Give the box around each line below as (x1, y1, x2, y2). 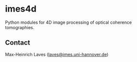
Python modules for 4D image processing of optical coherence (5, 19, 132, 25)
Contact (5, 39, 30, 47)
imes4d (5, 3, 37, 15)
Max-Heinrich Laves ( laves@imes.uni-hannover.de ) (5, 51, 109, 57)
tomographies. (5, 24, 35, 30)
